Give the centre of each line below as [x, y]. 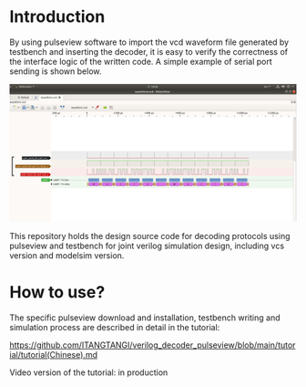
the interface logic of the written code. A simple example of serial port [141, 61]
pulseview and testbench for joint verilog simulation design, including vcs [147, 246]
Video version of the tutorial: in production [89, 372]
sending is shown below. [56, 71]
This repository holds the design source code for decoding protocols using [150, 236]
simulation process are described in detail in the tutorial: [115, 328]
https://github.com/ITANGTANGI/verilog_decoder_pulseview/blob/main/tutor [153, 345]
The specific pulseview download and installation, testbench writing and [145, 318]
